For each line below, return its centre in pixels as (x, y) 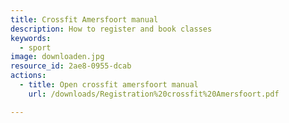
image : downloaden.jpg (57, 57)
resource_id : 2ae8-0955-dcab (71, 66)
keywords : (31, 38)
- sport (35, 47)
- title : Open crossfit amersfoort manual (109, 85)
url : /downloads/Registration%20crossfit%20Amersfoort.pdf (154, 94)
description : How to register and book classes (111, 29)
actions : (28, 76)
